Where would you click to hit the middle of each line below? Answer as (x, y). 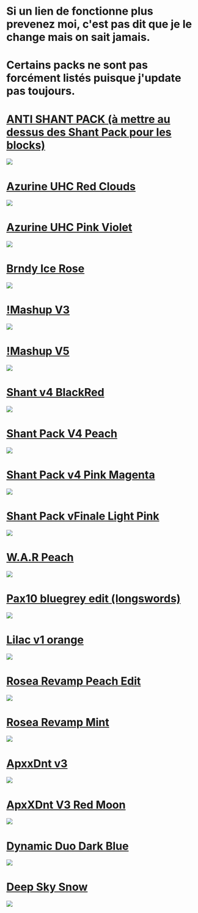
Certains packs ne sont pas (77, 65)
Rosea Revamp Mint (58, 722)
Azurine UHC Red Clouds (71, 186)
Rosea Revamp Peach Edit (74, 681)
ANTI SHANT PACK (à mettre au (88, 119)
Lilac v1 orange (45, 640)
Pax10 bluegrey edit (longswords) (94, 599)
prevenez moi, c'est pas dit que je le (99, 24)
